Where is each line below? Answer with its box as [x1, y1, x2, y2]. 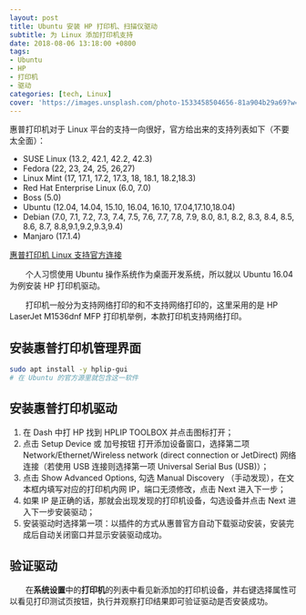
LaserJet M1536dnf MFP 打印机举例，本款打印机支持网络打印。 [9, 311, 248, 322]
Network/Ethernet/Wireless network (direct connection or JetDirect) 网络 [22, 449, 297, 460]
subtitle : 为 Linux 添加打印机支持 [9, 30, 134, 39]
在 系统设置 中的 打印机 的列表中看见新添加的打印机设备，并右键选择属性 [25, 584, 289, 595]
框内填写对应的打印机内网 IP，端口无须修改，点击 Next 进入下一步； [30, 483, 287, 494]
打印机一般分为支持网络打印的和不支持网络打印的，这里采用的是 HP [25, 299, 279, 310]
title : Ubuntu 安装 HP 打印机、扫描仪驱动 [9, 22, 158, 31]
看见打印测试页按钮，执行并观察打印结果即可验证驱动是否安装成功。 [16, 595, 273, 606]
